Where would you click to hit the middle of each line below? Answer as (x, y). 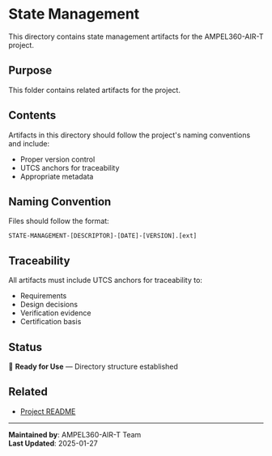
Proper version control (57, 159)
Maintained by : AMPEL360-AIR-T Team (75, 434)
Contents (32, 115)
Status (25, 347)
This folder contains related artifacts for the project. (94, 90)
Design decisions (49, 305)
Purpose (30, 71)
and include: (29, 143)
